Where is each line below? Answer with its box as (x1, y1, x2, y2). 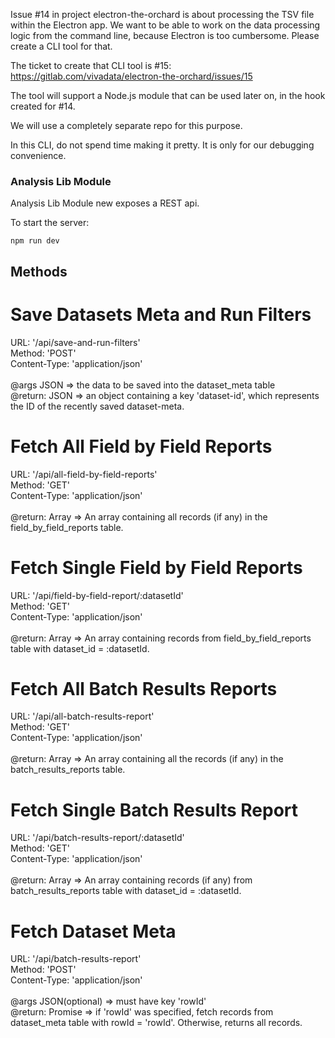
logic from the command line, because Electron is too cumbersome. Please (10, 30, 320, 41)
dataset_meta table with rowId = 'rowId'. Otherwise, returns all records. (10, 1017, 303, 1029)
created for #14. (10, 100, 76, 112)
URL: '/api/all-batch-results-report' (10, 710, 155, 723)
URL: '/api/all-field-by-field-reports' (10, 468, 158, 480)
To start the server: (10, 217, 90, 229)
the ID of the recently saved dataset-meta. (10, 400, 185, 412)
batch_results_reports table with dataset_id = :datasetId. (10, 885, 242, 897)
